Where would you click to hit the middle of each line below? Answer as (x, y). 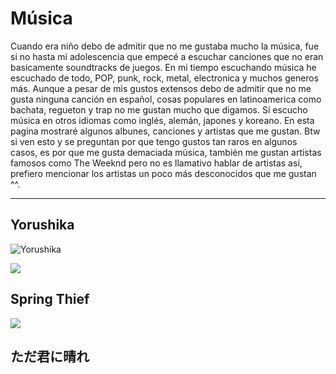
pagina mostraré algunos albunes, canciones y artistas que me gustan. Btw (165, 131)
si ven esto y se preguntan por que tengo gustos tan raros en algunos (154, 141)
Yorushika (42, 225)
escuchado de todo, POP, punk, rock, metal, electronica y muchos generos (165, 78)
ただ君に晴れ (50, 356)
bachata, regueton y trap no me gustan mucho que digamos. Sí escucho (159, 109)
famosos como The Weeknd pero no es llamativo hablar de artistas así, (156, 163)
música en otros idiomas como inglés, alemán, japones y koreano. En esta (162, 120)
